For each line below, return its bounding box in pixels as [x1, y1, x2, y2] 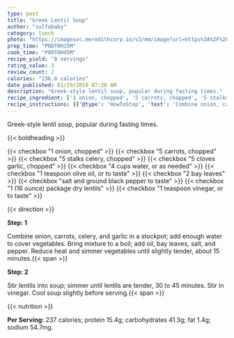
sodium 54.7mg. [7, 323, 54, 331]
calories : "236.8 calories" [7, 75, 89, 82]
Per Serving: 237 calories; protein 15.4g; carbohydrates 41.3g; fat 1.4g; [7, 315, 211, 324]
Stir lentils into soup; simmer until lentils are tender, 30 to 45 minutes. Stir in [7, 281, 224, 289]
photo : [7, 36, 26, 43]
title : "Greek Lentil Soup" [7, 17, 89, 24]
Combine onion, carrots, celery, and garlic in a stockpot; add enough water [7, 231, 223, 240]
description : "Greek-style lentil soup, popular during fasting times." [7, 88, 223, 95]
